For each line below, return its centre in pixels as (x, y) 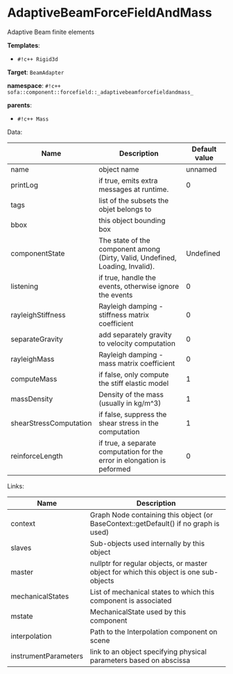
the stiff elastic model (133, 383)
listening (25, 286)
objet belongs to (125, 209)
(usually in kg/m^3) (130, 403)
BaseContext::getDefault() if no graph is (155, 523)
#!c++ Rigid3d (37, 59)
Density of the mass (131, 394)
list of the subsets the (133, 200)
